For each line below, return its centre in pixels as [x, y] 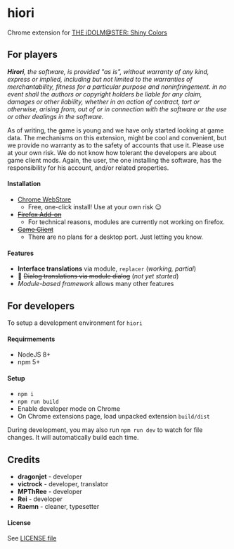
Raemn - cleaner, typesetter [58, 507]
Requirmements [31, 339]
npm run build [38, 402]
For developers [41, 306]
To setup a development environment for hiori [75, 323]
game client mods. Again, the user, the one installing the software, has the [115, 160]
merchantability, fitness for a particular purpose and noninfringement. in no [117, 87]
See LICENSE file [32, 538]
